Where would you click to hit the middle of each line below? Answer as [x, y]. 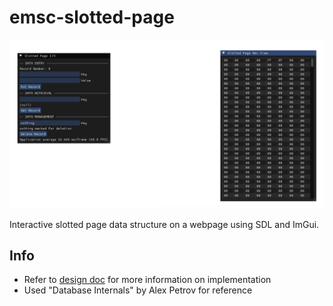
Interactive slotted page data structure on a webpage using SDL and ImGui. [164, 224]
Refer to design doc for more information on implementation [147, 280]
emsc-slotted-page [92, 17]
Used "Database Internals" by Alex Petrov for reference [138, 290]
